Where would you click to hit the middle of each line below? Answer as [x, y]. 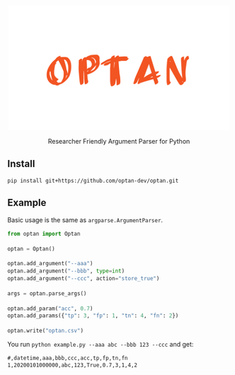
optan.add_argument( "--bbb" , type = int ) [66, 271]
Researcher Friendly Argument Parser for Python [119, 142]
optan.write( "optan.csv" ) [45, 331]
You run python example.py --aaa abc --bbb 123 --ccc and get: [101, 344]
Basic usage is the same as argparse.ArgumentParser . [85, 220]
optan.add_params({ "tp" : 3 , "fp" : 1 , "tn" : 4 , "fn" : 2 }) [93, 316]
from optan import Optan [44, 233]
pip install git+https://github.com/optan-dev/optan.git [93, 181]
